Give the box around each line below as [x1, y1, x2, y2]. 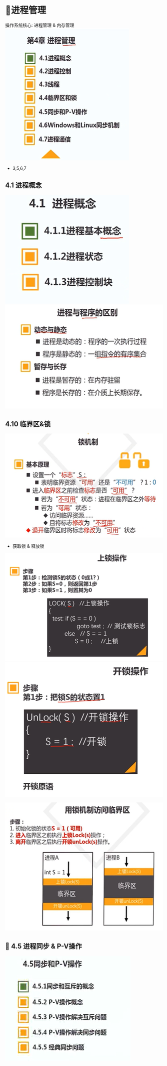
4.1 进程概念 [5, 181, 42, 190]
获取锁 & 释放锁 [12, 543, 44, 549]
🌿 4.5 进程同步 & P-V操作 [5, 942, 82, 951]
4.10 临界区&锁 [5, 420, 51, 428]
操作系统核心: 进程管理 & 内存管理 [5, 22, 74, 28]
